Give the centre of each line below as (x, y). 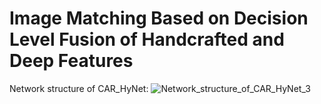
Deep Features (71, 61)
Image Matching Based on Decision (159, 18)
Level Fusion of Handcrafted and (147, 39)
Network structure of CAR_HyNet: (79, 88)
